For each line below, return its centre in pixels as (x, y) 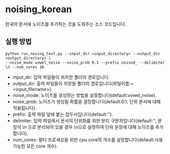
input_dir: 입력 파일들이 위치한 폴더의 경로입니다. (61, 77)
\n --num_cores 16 (25, 67)
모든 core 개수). (42, 146)
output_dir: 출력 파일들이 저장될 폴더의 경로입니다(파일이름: (72, 83)
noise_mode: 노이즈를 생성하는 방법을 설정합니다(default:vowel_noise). (84, 95)
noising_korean (39, 9)
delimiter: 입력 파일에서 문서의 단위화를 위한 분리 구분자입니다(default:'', (84, 120)
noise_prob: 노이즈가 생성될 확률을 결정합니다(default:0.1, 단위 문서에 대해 (87, 101)
